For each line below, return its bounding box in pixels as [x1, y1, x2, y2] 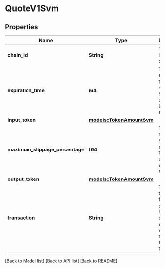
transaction [7, 214, 35, 221]
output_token [7, 176, 40, 182]
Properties [5, 23, 38, 31]
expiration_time [7, 87, 45, 94]
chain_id [7, 52, 28, 58]
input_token [7, 117, 36, 123]
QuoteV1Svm [5, 3, 59, 14]
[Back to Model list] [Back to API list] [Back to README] [5, 258, 118, 264]
